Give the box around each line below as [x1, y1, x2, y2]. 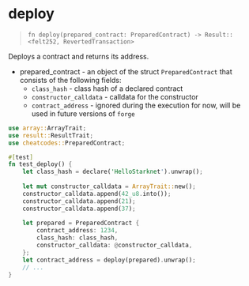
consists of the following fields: [19, 75, 122, 85]
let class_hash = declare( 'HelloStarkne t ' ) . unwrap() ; [22, 167, 203, 176]
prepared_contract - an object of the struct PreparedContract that [19, 66, 232, 76]
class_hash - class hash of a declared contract [31, 84, 183, 93]
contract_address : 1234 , [36, 227, 119, 235]
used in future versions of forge [31, 108, 136, 119]
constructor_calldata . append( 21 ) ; [22, 197, 136, 205]
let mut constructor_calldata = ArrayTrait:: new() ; [22, 183, 196, 190]
